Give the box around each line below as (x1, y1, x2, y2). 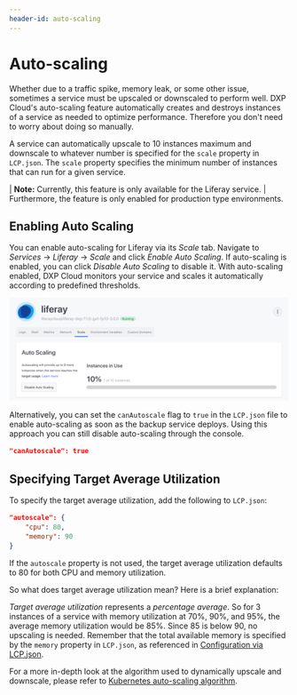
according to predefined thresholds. (9, 280, 141, 291)
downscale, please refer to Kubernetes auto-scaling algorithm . (9, 675, 238, 686)
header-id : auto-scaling (9, 14, 101, 23)
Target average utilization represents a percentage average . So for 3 (9, 601, 262, 612)
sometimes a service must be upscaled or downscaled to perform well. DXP (9, 92, 286, 103)
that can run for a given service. (9, 166, 126, 177)
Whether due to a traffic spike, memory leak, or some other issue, (9, 83, 250, 93)
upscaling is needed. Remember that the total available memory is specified (9, 629, 286, 640)
